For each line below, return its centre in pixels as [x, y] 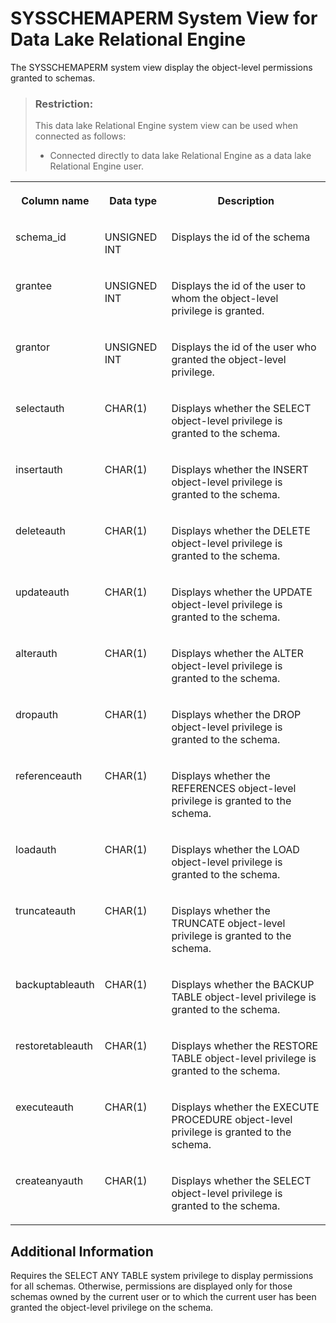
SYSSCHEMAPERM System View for [164, 18]
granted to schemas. [53, 78]
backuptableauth [55, 985]
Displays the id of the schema [241, 237]
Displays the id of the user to [239, 286]
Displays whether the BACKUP [243, 985]
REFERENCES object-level [234, 789]
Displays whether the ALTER [237, 654]
